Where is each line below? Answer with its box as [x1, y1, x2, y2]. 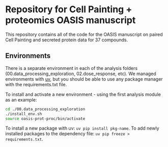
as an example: [5, 96, 37, 103]
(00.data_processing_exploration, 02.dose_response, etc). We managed [5, 70, 156, 77]
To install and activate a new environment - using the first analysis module [5, 91, 161, 97]
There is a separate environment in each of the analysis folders [5, 65, 138, 71]
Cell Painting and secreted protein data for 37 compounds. [5, 37, 128, 43]
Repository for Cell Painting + [5, 4, 132, 15]
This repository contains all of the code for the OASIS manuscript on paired [5, 31, 163, 37]
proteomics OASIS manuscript [5, 14, 136, 26]
